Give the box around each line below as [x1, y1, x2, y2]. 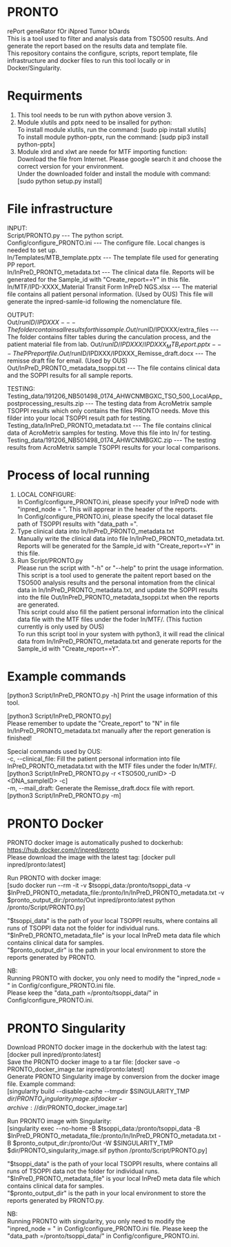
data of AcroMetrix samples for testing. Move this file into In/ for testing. [7, 428, 212, 437]
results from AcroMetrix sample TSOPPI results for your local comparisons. [7, 443, 221, 451]
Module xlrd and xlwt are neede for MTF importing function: [17, 147, 188, 155]
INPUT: [7, 224, 28, 232]
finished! [7, 734, 32, 743]
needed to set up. [7, 246, 57, 254]
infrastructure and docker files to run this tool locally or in [7, 56, 170, 64]
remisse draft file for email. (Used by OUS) [7, 356, 128, 365]
